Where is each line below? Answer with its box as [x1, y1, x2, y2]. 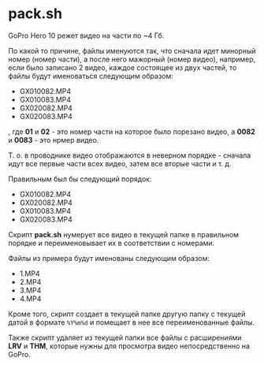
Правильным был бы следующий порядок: [8, 174, 152, 184]
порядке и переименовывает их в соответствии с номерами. [8, 238, 215, 248]
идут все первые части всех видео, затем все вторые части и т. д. [8, 158, 232, 168]
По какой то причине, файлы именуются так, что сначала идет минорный [8, 46, 256, 55]
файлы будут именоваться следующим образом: [8, 71, 173, 80]
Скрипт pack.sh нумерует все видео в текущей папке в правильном [8, 229, 239, 239]
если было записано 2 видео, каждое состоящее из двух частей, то [8, 62, 237, 72]
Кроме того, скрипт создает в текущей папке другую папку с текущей [8, 309, 246, 318]
